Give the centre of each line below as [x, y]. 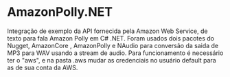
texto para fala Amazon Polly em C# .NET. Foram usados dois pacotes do [111, 38]
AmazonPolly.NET [60, 12]
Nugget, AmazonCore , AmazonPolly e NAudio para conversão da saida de [113, 45]
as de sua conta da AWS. [43, 67]
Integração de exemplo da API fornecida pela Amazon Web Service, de [107, 31]
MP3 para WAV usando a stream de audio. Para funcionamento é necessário [115, 53]
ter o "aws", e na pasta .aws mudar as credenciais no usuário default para [112, 60]
